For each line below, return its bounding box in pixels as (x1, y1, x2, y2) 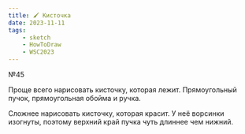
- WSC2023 (22, 48, 55, 56)
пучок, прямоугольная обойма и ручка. (8, 94, 142, 102)
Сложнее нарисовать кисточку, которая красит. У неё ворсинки (8, 109, 225, 118)
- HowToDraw (22, 41, 61, 49)
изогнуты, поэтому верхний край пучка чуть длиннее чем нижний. (8, 117, 234, 126)
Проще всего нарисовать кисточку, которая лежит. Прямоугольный (8, 85, 238, 95)
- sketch (22, 33, 51, 42)
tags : (8, 26, 26, 34)
